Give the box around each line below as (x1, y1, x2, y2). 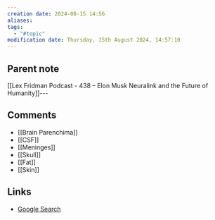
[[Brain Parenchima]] (17, 128, 79, 136)
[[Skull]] (17, 150, 41, 159)
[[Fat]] (17, 158, 37, 166)
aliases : (7, 17, 33, 24)
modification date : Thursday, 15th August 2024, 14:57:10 (7, 37, 181, 44)
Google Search (17, 204, 61, 213)
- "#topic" (13, 30, 46, 37)
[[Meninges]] (17, 142, 56, 152)
